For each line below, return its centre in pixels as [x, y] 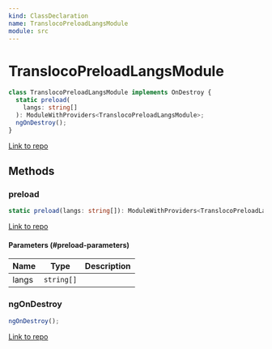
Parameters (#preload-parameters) [69, 245]
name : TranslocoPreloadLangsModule [68, 23]
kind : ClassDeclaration [49, 16]
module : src [28, 31]
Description [108, 266]
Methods [32, 171]
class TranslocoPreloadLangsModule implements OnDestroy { [110, 93]
